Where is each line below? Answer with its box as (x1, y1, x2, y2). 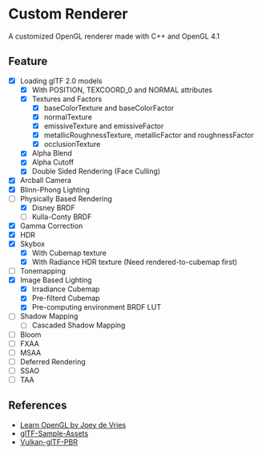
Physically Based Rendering (19, 193, 112, 203)
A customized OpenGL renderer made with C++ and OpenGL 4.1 (8, 31, 220, 41)
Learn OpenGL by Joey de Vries (19, 420, 127, 429)
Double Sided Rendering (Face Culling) (31, 166, 161, 177)
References (8, 399, 67, 412)
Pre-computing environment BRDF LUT (31, 303, 162, 312)
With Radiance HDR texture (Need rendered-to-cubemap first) (31, 258, 238, 266)
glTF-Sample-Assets (19, 429, 89, 438)
